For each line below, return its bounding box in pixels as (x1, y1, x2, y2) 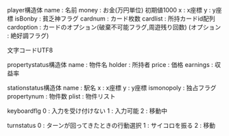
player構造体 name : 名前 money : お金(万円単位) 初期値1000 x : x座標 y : (7, 6, 211, 14)
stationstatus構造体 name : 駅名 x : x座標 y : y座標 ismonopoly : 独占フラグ (7, 84, 217, 92)
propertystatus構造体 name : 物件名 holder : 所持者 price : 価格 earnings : (7, 61, 214, 68)
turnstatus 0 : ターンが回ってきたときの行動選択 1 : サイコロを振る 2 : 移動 (7, 122, 216, 129)
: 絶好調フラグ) (7, 31, 49, 40)
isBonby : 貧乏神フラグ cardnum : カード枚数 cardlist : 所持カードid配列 (14, 14, 216, 23)
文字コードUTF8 (7, 46, 53, 54)
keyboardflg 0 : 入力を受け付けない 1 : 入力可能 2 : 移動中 (7, 107, 168, 115)
